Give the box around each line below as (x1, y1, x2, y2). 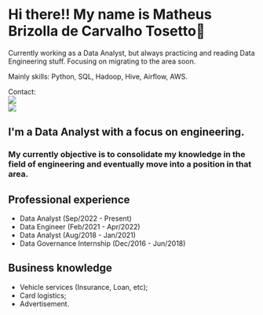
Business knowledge (8, 262, 112, 275)
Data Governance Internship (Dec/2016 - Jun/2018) (19, 239, 186, 248)
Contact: (8, 86, 37, 96)
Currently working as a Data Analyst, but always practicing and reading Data (8, 48, 255, 57)
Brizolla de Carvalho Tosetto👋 (8, 22, 206, 40)
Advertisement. (19, 299, 70, 308)
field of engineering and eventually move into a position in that (8, 159, 252, 170)
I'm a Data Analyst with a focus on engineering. (8, 126, 245, 139)
